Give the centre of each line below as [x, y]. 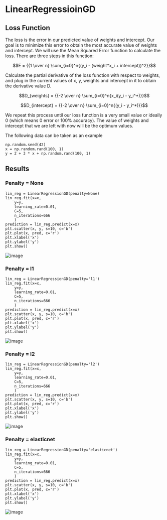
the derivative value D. [28, 86]
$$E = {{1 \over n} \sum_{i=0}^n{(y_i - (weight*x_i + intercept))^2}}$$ [84, 66]
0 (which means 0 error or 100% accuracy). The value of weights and [77, 120]
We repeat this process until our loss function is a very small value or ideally [84, 115]
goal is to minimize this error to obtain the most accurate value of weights [81, 45]
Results [17, 169]
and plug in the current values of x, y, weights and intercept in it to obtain [81, 81]
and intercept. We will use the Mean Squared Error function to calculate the [83, 50]
